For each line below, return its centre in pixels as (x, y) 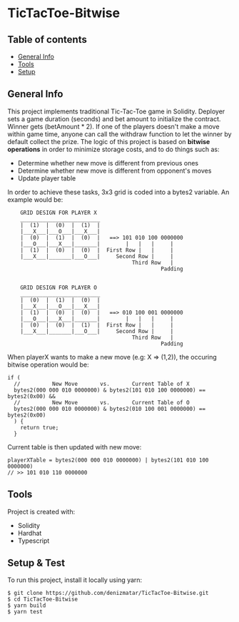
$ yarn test (25, 612)
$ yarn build (27, 606)
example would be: (35, 199)
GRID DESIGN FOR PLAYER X (59, 213)
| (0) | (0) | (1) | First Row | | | (97, 325)
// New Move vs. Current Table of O (102, 402)
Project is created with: (41, 511)
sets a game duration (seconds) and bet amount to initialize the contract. (114, 118)
